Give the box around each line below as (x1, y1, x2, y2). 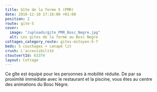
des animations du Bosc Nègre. (5, 82, 69, 88)
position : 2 (5, 16, 30, 21)
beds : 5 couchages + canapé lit (5, 44, 72, 49)
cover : (5, 26, 19, 31)
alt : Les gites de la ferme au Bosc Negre (9, 35, 98, 40)
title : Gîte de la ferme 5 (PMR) (5, 7, 74, 12)
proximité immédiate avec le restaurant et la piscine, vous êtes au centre (5, 76, 153, 82)
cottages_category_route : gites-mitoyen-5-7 (5, 39, 98, 44)
